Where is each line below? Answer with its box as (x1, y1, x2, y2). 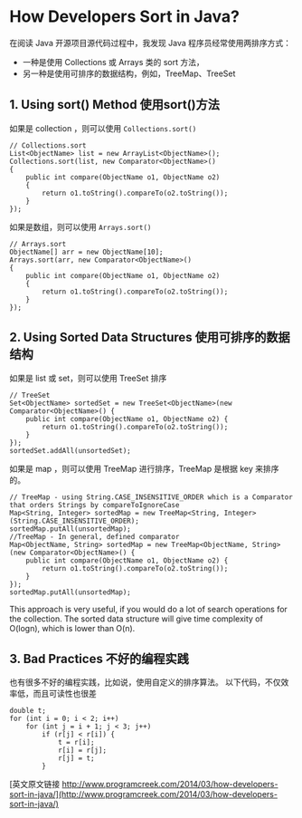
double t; (9, 707, 47, 716)
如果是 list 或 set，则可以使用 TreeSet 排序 (9, 372, 167, 383)
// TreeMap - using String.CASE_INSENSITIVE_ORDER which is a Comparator (9, 492, 294, 502)
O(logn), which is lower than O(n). (9, 622, 136, 633)
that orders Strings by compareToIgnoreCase (9, 500, 180, 509)
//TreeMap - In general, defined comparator (9, 532, 180, 541)
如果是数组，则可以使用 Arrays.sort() (9, 221, 152, 232)
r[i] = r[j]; (57, 746, 107, 755)
